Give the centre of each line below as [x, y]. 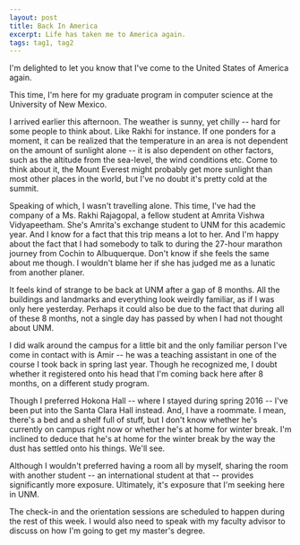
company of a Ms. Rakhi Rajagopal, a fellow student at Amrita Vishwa [137, 215]
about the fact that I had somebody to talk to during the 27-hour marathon [146, 244]
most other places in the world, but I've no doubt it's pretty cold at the [138, 179]
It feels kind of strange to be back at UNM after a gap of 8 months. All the [145, 290]
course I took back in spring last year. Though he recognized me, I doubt [143, 365]
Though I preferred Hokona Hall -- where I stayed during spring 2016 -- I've [149, 401]
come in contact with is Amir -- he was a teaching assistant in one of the [143, 355]
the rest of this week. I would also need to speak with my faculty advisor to [147, 522]
